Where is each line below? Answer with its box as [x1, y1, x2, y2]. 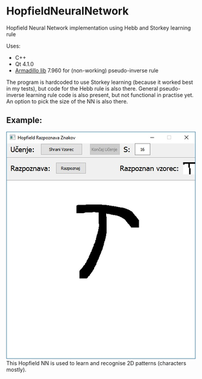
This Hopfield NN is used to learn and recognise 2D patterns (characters [6, 359, 187, 366]
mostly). [6, 366, 27, 373]
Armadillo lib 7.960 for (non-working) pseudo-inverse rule [14, 66, 159, 74]
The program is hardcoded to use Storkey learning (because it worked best [6, 78, 194, 86]
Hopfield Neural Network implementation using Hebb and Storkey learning [6, 24, 191, 31]
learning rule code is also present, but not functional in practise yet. [25, 91, 194, 98]
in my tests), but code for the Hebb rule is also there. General [6, 84, 159, 92]
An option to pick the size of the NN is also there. [6, 98, 128, 105]
